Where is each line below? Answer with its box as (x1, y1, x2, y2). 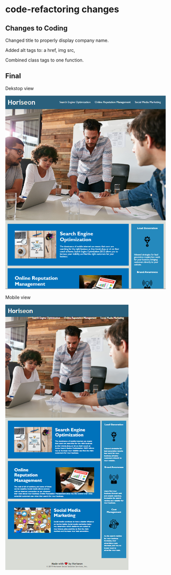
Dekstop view (5, 85, 34, 91)
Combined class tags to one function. (5, 57, 84, 63)
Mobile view (5, 294, 31, 300)
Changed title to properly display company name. (5, 37, 109, 43)
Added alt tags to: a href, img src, (5, 47, 75, 53)
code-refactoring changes (5, 4, 120, 15)
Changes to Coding (5, 24, 68, 33)
